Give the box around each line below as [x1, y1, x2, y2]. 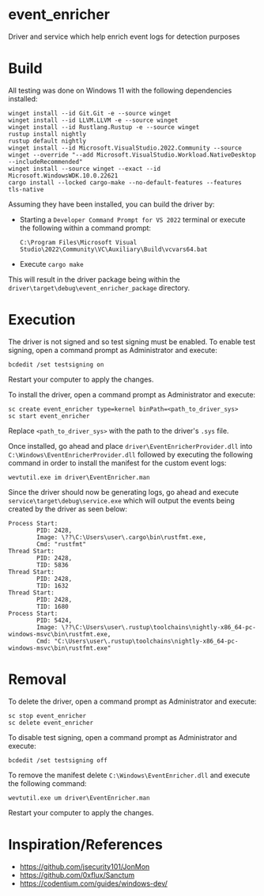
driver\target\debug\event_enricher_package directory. [8, 283, 190, 292]
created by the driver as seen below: [8, 504, 128, 514]
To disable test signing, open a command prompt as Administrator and [8, 732, 237, 742]
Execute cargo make [19, 259, 85, 268]
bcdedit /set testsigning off [8, 756, 108, 765]
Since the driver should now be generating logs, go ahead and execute [8, 487, 239, 496]
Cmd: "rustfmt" [36, 540, 87, 548]
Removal [8, 670, 67, 688]
